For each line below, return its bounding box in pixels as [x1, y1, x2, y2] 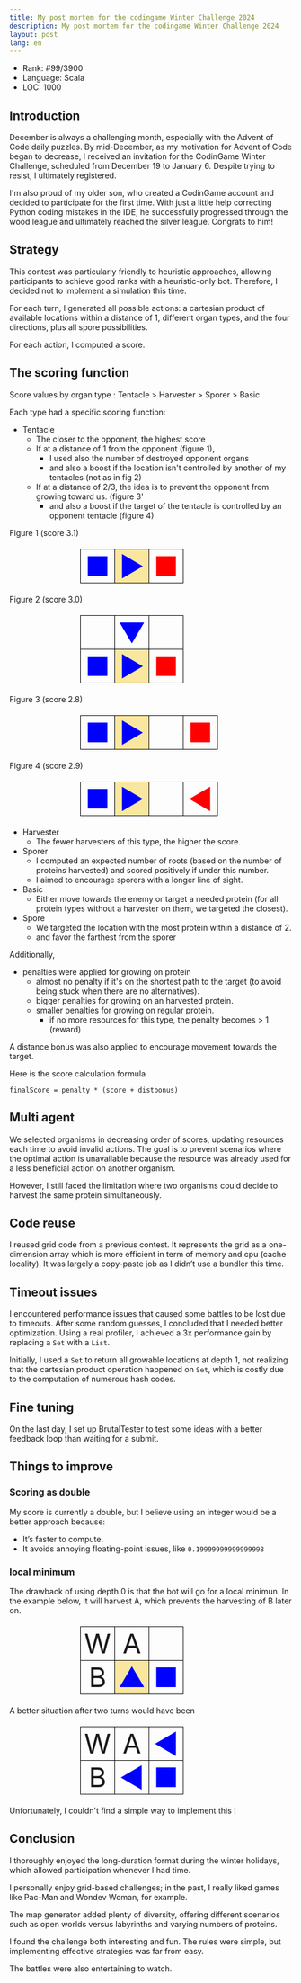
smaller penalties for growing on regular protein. [35, 1005, 215, 1015]
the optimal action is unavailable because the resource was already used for [9, 1153, 292, 1164]
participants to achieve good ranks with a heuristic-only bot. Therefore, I [9, 275, 279, 286]
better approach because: [9, 1516, 106, 1527]
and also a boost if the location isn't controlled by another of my [49, 462, 287, 473]
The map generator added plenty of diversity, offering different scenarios [9, 1908, 280, 1920]
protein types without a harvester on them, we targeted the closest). [35, 903, 288, 914]
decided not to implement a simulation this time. [9, 285, 187, 296]
